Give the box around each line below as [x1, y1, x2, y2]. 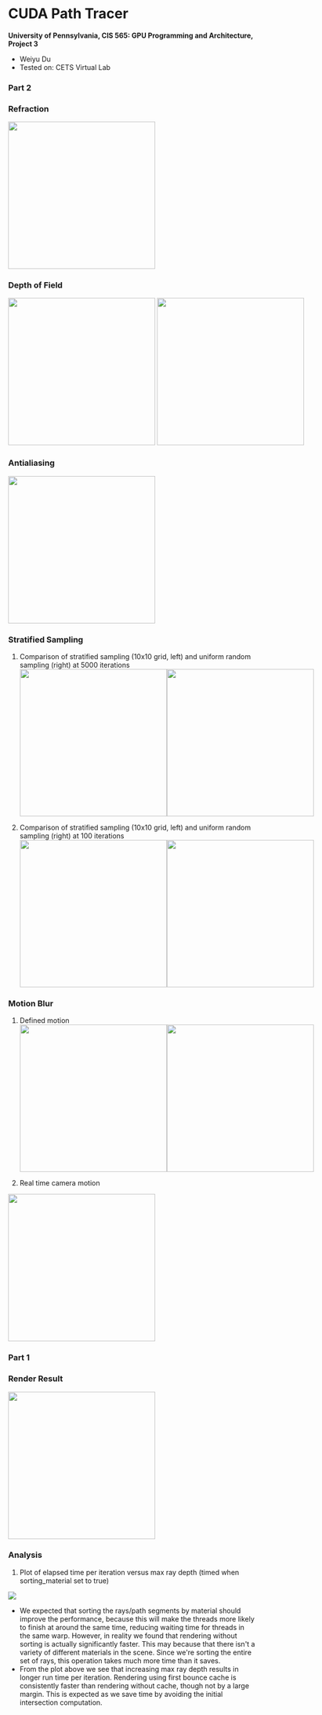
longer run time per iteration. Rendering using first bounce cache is [19, 1673, 237, 1682]
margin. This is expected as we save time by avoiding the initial [19, 1689, 223, 1699]
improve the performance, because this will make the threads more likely [19, 1614, 255, 1623]
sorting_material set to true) [19, 1576, 110, 1585]
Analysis [8, 1549, 43, 1560]
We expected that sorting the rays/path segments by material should [19, 1606, 241, 1615]
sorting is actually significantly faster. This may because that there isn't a [19, 1639, 255, 1648]
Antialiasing [8, 457, 55, 468]
